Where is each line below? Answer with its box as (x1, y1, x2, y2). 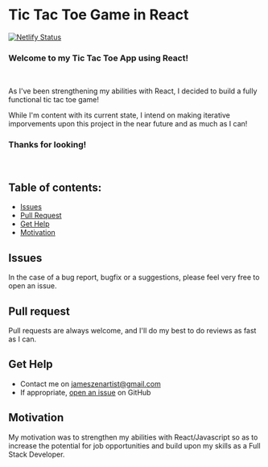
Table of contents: (8, 180, 102, 194)
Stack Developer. (8, 449, 65, 459)
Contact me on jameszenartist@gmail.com (19, 378, 161, 388)
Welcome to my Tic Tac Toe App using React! (8, 52, 189, 64)
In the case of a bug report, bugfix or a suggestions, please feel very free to (8, 272, 260, 283)
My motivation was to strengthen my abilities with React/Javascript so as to (8, 432, 258, 442)
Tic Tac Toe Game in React (8, 6, 189, 24)
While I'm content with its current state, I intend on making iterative (8, 110, 231, 120)
